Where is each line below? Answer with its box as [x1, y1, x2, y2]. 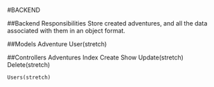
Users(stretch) [7, 74, 51, 81]
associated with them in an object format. [7, 27, 126, 35]
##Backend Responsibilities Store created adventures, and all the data [7, 19, 208, 27]
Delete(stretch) [7, 61, 51, 68]
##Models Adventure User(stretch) [7, 40, 107, 48]
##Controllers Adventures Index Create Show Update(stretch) [7, 53, 184, 61]
